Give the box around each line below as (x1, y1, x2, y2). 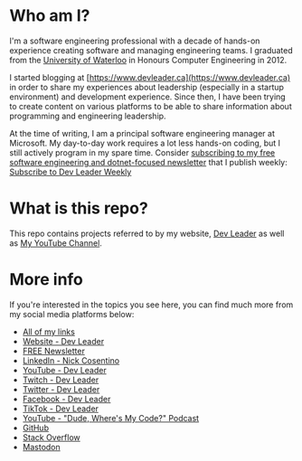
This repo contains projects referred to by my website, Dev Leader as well (9, 228, 285, 239)
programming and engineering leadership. (9, 110, 166, 121)
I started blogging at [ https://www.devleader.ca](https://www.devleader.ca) (9, 71, 291, 82)
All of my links (22, 326, 75, 337)
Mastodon (22, 441, 61, 452)
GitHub (22, 422, 50, 433)
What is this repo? (9, 198, 149, 219)
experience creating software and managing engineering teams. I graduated (9, 44, 294, 55)
